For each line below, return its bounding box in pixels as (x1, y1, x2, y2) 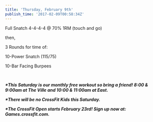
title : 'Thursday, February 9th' (5, 7, 74, 12)
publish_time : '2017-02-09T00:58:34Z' (5, 12, 84, 17)
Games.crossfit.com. (5, 111, 50, 117)
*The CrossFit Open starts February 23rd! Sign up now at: (5, 106, 127, 112)
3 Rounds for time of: (5, 44, 48, 50)
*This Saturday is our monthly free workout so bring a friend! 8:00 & (5, 81, 148, 88)
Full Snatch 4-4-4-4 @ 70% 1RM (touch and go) (5, 25, 102, 31)
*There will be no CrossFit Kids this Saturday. (5, 96, 101, 102)
